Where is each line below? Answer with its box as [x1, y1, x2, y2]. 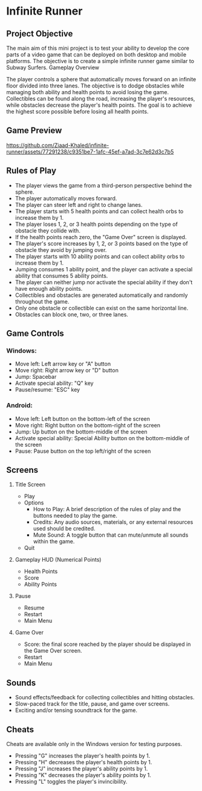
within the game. [33, 538, 75, 545]
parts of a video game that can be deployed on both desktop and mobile [6, 51, 186, 58]
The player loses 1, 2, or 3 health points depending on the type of [15, 220, 178, 228]
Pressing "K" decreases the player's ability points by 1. [15, 772, 151, 779]
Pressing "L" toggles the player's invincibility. [15, 778, 128, 786]
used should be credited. [33, 525, 96, 532]
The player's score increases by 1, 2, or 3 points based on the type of [15, 240, 189, 247]
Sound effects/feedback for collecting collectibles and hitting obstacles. [15, 694, 195, 701]
